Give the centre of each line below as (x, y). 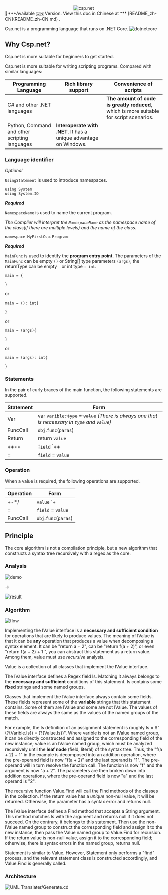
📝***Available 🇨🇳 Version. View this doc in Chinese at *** (66, 13)
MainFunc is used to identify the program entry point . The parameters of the (83, 256)
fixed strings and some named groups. (45, 687)
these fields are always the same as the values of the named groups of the (82, 713)
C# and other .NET (29, 105)
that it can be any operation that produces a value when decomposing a (79, 641)
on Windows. (71, 144)
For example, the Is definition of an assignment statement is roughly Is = (79, 728)
